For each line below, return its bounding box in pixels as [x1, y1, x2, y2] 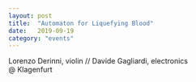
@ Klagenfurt [8, 65, 53, 75]
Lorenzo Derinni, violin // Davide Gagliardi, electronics [8, 56, 189, 66]
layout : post [8, 11, 53, 20]
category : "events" [8, 34, 75, 43]
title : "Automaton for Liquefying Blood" [8, 19, 154, 27]
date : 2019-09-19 [8, 27, 75, 35]
